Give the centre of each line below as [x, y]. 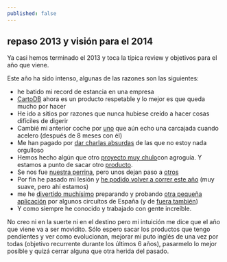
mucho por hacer [41, 107]
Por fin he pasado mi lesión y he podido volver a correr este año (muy [116, 179]
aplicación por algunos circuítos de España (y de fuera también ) [108, 201]
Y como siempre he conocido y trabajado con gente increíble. [104, 209]
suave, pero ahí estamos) [53, 187]
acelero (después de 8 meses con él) [69, 135]
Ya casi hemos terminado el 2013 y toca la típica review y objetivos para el [112, 58]
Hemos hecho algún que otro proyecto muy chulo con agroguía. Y [109, 157]
